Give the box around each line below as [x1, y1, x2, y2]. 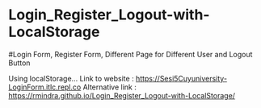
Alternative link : [82, 82, 137, 92]
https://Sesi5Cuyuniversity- [136, 73, 228, 83]
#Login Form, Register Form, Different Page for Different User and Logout [8, 49, 253, 59]
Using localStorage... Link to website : [8, 73, 135, 83]
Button [8, 58, 31, 68]
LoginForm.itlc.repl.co [8, 82, 82, 92]
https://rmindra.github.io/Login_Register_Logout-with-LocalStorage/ [8, 90, 236, 100]
